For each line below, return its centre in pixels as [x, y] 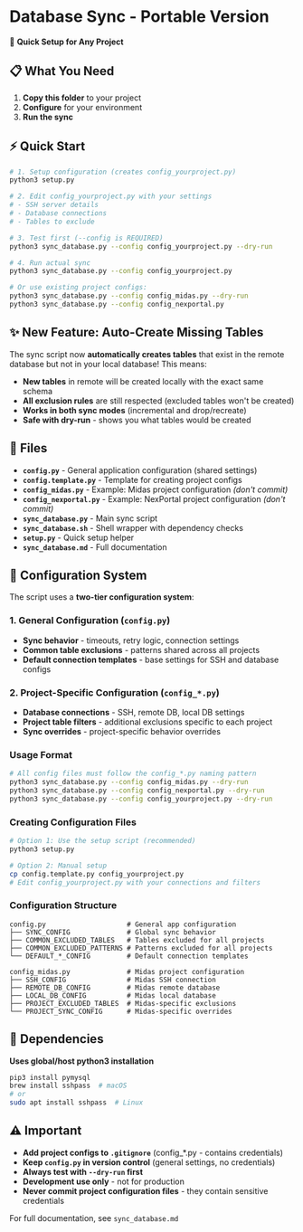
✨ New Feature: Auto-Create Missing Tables [137, 332]
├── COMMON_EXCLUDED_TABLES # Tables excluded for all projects [137, 940]
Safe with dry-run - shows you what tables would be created [137, 420]
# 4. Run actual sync [50, 263]
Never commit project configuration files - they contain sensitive [145, 1190]
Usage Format [41, 754]
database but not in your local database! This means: [108, 364]
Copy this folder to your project [82, 98]
